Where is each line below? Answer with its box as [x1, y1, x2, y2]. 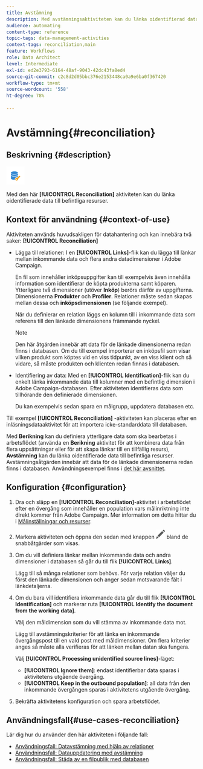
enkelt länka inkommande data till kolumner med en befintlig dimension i [14, 378, 195, 385]
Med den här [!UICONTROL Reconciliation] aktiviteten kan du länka [6, 191, 175, 198]
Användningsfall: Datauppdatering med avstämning [14, 749, 143, 756]
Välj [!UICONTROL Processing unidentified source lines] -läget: [14, 655, 175, 662]
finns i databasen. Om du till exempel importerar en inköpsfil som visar [14, 347, 191, 354]
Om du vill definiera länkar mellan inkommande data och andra [14, 551, 171, 558]
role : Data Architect [6, 54, 61, 61]
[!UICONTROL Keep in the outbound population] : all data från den [24, 679, 190, 687]
